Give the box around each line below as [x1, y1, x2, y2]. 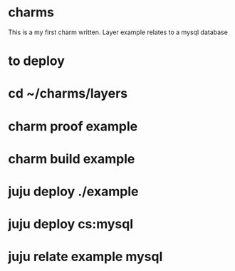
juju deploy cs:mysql [8, 216, 134, 232]
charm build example [8, 150, 135, 167]
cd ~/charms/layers [8, 86, 127, 102]
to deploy [8, 53, 65, 69]
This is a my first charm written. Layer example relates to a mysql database [8, 28, 229, 36]
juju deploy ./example [8, 183, 139, 200]
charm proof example [8, 118, 138, 134]
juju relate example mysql [8, 249, 163, 265]
